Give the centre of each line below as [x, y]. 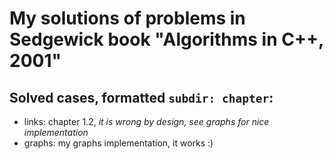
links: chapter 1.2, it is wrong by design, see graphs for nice [146, 121]
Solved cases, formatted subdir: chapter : [141, 97]
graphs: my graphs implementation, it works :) [118, 143]
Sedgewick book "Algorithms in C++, [166, 39]
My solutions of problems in [127, 18]
